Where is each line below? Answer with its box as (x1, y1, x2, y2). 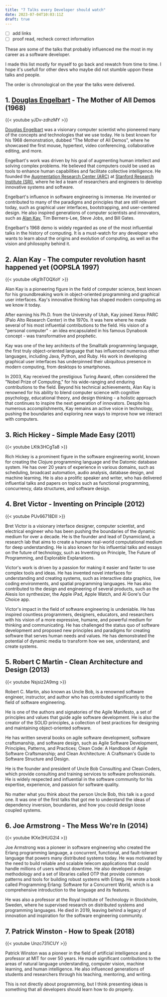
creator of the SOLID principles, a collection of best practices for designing (5, 719, 160, 725)
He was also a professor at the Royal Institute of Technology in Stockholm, (5, 896, 158, 903)
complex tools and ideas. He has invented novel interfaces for (5, 570, 132, 576)
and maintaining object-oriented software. (5, 725, 92, 731)
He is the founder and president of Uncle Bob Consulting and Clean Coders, (5, 765, 161, 771)
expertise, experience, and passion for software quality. (5, 781, 120, 787)
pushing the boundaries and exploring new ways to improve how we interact (5, 411, 162, 417)
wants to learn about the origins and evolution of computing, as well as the (5, 236, 159, 242)
